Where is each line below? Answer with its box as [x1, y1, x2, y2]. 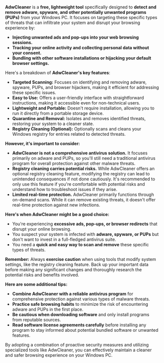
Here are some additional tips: [5, 281, 68, 287]
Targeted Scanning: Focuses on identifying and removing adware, [12, 79, 147, 85]
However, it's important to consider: [5, 141, 80, 146]
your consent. [12, 50, 42, 56]
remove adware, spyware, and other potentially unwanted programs [5, 9, 147, 15]
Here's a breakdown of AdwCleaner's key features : [5, 70, 111, 75]
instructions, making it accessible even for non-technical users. [12, 100, 141, 106]
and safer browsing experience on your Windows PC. [5, 352, 113, 358]
